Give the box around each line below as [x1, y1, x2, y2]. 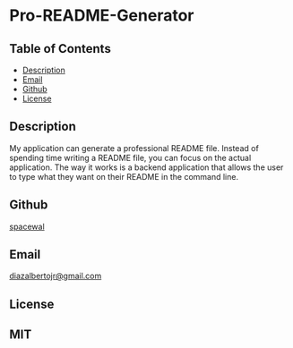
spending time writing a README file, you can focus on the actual [9, 152, 252, 163]
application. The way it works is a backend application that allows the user [9, 162, 284, 173]
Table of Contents [9, 41, 112, 56]
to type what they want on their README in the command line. [9, 171, 239, 182]
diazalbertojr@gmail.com [9, 270, 102, 282]
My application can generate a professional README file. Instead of [9, 142, 260, 153]
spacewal [9, 221, 45, 232]
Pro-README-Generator [9, 5, 194, 26]
